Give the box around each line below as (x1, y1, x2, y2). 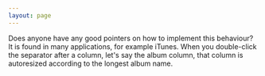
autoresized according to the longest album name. (8, 59, 173, 68)
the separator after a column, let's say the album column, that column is (8, 50, 244, 59)
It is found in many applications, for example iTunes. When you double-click (8, 41, 257, 51)
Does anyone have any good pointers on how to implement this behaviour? (8, 33, 254, 43)
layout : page (8, 11, 52, 20)
